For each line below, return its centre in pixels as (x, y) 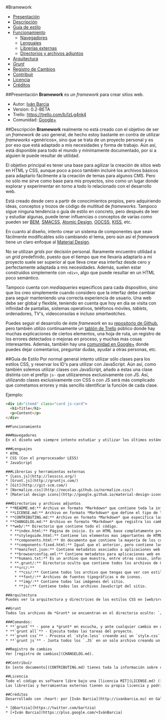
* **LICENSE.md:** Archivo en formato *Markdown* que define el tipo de (82, 513)
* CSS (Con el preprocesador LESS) (42, 458)
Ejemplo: (15, 395)
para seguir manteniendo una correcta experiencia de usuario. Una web (79, 298)
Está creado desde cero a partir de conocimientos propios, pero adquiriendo (83, 201)
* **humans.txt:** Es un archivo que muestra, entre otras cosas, (80, 559)
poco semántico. (23, 278)
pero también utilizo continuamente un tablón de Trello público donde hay (81, 328)
